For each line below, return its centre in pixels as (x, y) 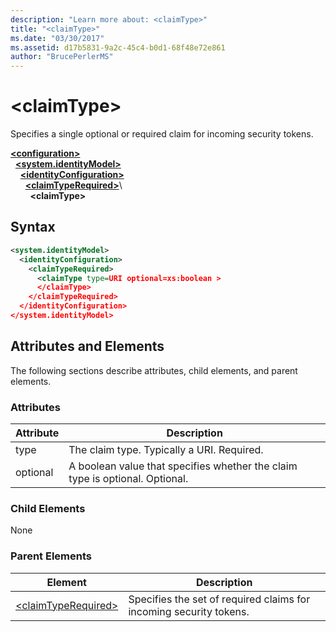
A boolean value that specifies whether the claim (183, 466)
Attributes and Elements (87, 346)
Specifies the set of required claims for (219, 599)
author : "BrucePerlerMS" (62, 57)
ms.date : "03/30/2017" (57, 38)
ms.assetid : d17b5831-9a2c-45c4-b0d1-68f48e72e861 (118, 47)
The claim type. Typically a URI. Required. (166, 449)
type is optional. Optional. (128, 478)
